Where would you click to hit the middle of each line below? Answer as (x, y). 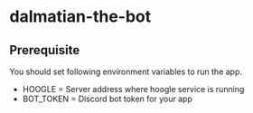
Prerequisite (45, 50)
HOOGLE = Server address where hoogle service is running (133, 89)
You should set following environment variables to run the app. (126, 71)
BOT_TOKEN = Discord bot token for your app (107, 99)
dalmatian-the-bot (80, 17)
